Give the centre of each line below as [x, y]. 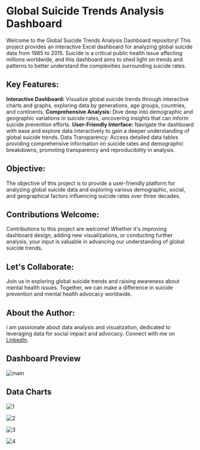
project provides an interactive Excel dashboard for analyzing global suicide [99, 47]
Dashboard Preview [44, 359]
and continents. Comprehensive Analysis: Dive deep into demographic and [100, 111]
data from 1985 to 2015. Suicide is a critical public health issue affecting [94, 53]
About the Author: [41, 313]
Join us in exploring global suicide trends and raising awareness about [93, 281]
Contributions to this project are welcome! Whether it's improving [87, 229]
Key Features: [33, 85]
